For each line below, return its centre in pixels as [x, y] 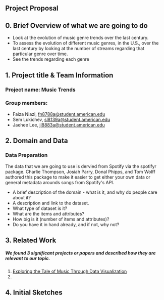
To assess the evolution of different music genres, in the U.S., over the [86, 43]
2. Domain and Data [37, 141]
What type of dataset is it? [40, 208]
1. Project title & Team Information [59, 75]
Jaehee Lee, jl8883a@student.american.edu [59, 125]
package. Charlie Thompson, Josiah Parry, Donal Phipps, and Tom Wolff [80, 172]
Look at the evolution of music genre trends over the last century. [80, 38]
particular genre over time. [40, 54]
